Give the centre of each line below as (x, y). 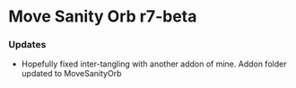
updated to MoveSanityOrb (71, 74)
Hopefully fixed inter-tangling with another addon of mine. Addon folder (154, 64)
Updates (27, 45)
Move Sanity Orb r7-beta (103, 17)
